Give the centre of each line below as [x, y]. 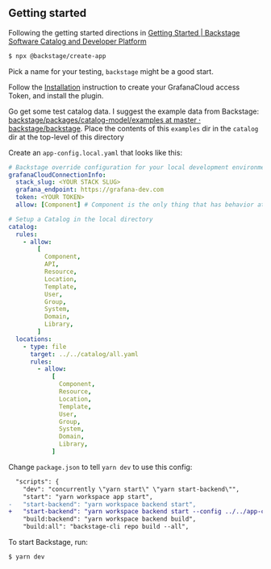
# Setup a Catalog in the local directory [81, 219]
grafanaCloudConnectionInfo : [57, 175]
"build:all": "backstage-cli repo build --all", [106, 527]
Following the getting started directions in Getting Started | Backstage [124, 32]
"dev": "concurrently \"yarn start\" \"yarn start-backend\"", [131, 489]
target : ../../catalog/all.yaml [84, 354]
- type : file [45, 347]
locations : [34, 339]
